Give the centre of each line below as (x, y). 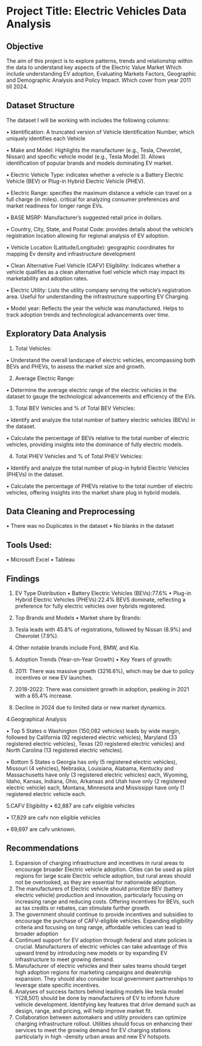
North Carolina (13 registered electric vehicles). (65, 750)
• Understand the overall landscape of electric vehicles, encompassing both (101, 360)
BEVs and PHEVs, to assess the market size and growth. (76, 366)
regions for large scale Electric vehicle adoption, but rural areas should (103, 875)
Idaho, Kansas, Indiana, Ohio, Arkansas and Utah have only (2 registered (96, 781)
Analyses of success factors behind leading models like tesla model (99, 992)
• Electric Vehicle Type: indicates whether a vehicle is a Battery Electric (95, 174)
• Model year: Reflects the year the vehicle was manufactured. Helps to (95, 308)
